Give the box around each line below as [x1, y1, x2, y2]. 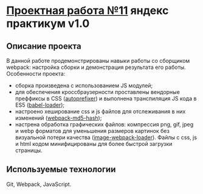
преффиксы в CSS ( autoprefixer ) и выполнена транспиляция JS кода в [15, 95, 197, 102]
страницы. [15, 147, 43, 154]
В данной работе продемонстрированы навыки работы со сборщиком [6, 57, 190, 64]
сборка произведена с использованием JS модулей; [15, 82, 153, 89]
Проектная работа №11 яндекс [6, 4, 169, 18]
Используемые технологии [6, 164, 116, 174]
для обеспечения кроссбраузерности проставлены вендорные [15, 88, 181, 95]
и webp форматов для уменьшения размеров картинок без [15, 128, 170, 134]
